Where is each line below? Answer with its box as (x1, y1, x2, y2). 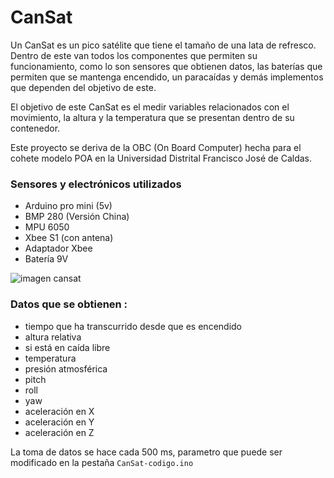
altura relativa (24, 331, 82, 343)
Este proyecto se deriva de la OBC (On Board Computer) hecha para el (10, 141, 302, 153)
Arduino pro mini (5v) (24, 200, 113, 212)
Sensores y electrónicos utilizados (10, 177, 182, 191)
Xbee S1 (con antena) (24, 232, 114, 244)
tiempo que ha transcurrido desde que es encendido (24, 320, 242, 332)
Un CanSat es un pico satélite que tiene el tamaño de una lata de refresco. (10, 39, 317, 51)
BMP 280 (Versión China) (24, 211, 130, 223)
